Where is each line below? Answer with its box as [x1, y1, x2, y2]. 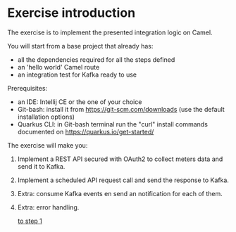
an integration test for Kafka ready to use [17, 70, 137, 79]
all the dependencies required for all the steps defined [17, 55, 175, 64]
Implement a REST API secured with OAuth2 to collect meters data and [17, 155, 223, 163]
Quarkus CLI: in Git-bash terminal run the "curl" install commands [17, 120, 208, 128]
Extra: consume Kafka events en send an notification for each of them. [17, 189, 223, 198]
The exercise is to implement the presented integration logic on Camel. [7, 28, 213, 37]
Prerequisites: [7, 84, 48, 92]
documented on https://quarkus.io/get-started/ [17, 127, 154, 136]
